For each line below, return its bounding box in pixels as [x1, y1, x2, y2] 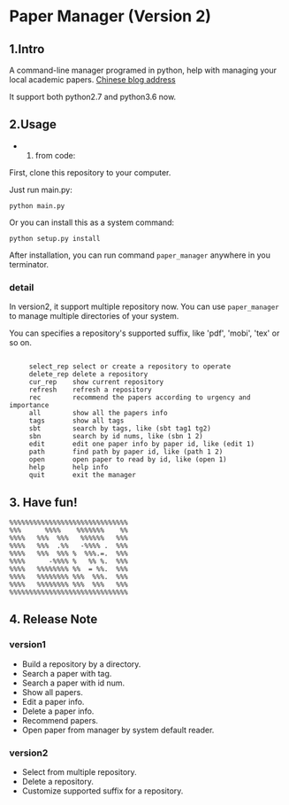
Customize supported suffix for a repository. [21, 786, 184, 796]
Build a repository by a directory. [21, 658, 141, 670]
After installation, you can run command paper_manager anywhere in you [9, 250, 271, 260]
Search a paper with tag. [21, 668, 112, 678]
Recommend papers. [21, 715, 99, 725]
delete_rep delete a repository [28, 370, 148, 379]
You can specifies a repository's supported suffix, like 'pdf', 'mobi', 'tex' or [9, 328, 280, 338]
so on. [9, 337, 33, 348]
